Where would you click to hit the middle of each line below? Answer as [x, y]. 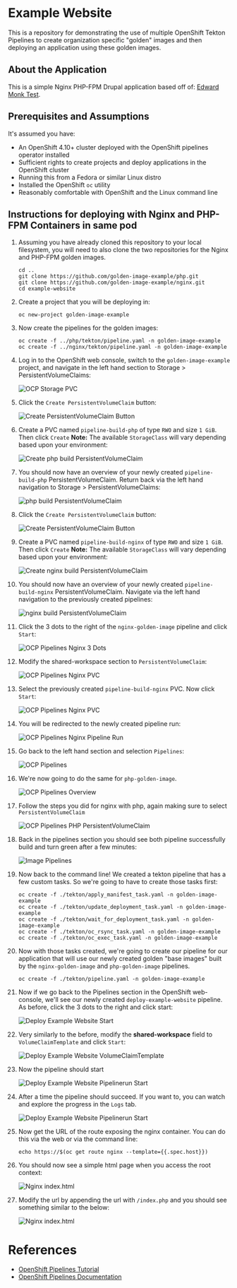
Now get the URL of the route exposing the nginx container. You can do [122, 1132]
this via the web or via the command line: [78, 1139]
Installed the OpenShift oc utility [64, 184]
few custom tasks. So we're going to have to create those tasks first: [118, 882]
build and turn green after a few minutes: [77, 847]
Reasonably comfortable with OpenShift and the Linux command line [118, 192]
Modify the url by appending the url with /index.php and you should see [123, 1200]
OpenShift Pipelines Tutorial [59, 1270]
